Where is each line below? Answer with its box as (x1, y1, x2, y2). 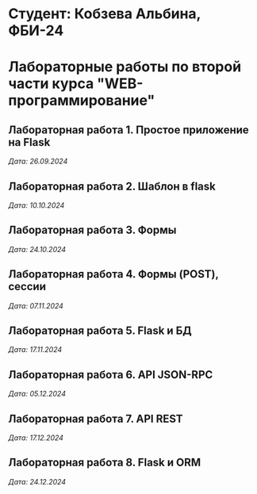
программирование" (8, 92, 155, 109)
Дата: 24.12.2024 (8, 477, 66, 486)
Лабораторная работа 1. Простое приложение (8, 123, 250, 136)
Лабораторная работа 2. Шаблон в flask (8, 179, 216, 193)
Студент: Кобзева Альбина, (8, 5, 201, 23)
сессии (8, 280, 46, 293)
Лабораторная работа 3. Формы (8, 224, 177, 237)
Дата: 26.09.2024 (8, 156, 68, 167)
